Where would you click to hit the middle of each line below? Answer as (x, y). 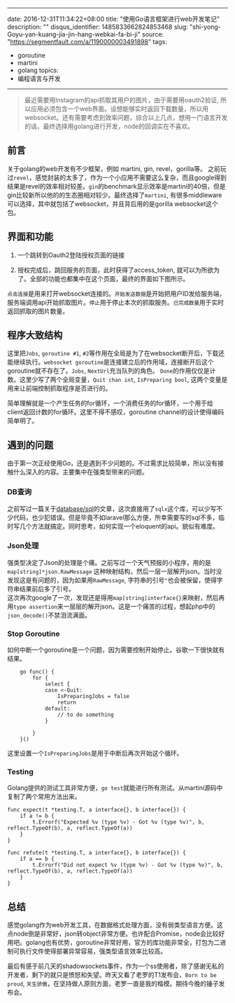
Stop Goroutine (34, 634)
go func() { (37, 672)
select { (57, 684)
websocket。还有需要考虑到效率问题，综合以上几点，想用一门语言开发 (126, 117)
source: (153, 34)
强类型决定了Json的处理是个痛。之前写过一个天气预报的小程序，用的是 (109, 562)
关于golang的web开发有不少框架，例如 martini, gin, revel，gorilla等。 (107, 168)
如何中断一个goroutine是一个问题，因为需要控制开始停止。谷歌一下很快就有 (116, 650)
